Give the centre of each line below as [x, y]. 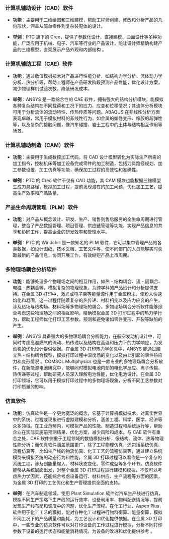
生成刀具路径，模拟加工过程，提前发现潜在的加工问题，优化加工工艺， [85, 186]
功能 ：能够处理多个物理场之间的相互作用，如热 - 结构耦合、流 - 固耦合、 [88, 282]
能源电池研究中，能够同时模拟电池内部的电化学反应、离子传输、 [96, 368]
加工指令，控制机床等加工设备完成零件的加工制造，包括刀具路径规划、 [85, 163]
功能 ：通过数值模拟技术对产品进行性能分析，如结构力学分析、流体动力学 [87, 76]
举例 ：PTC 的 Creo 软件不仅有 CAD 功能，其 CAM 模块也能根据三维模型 [87, 180]
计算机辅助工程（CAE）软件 [39, 64]
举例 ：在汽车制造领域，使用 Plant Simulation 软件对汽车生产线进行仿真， [88, 493]
